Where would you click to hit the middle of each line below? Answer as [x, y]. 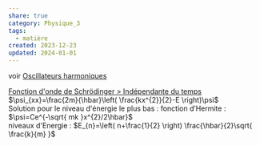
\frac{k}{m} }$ [32, 134]
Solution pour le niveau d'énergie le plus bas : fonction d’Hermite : [117, 108]
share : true [28, 16]
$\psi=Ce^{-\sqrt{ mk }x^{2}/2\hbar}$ [71, 117]
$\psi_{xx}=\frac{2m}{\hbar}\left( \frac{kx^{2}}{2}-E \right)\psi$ [114, 100]
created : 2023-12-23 [43, 46]
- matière [32, 38]
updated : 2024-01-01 [43, 53]
